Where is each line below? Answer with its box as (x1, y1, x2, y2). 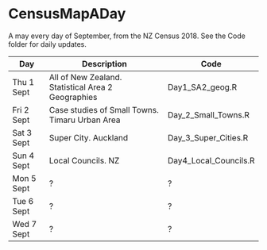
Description (82, 58, 127, 69)
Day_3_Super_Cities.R (167, 132, 249, 143)
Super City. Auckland (48, 132, 129, 143)
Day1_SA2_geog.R (167, 81, 237, 92)
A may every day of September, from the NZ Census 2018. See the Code (8, 31, 246, 40)
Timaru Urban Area (48, 114, 121, 125)
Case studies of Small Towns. (48, 104, 159, 115)
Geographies (48, 91, 98, 102)
